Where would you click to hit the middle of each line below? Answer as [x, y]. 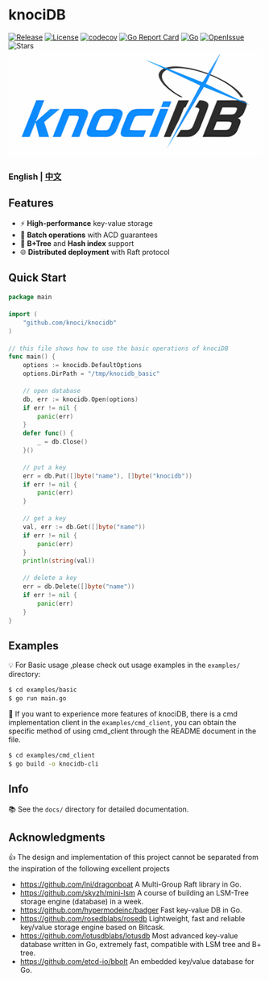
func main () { [32, 357]
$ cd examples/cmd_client [52, 756]
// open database [52, 390]
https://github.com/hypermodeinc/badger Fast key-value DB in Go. [131, 910]
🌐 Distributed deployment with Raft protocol [95, 252]
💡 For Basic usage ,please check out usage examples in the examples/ [124, 665]
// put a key [45, 467]
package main [30, 297]
